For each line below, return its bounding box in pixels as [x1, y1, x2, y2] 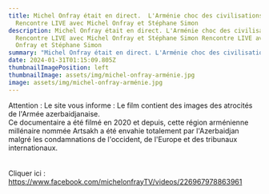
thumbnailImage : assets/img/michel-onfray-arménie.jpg [8, 71, 195, 79]
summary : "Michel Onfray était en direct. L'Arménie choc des [8, 49, 220, 57]
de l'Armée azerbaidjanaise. [8, 109, 100, 118]
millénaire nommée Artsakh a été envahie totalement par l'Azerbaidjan [8, 125, 239, 136]
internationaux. [8, 143, 58, 152]
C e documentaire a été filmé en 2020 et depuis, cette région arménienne [8, 117, 249, 127]
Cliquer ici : [8, 168, 46, 178]
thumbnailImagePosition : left [8, 64, 110, 72]
